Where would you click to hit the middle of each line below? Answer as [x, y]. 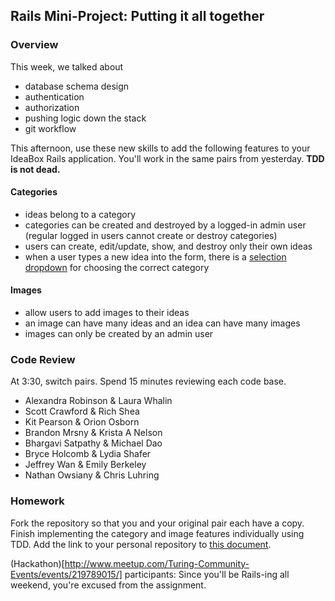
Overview [34, 45]
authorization [52, 107]
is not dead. [35, 169]
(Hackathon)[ [37, 563]
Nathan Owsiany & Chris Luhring [92, 475]
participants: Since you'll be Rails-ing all [207, 574]
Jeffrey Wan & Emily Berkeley [85, 465]
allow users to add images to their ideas [107, 313]
